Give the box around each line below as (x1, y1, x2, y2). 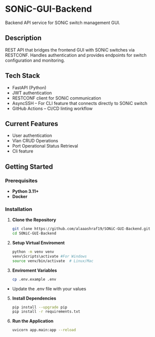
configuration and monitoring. (5, 57, 65, 63)
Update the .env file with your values (12, 285, 87, 291)
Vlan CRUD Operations (12, 138, 59, 144)
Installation (5, 206, 33, 212)
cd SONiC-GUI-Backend (12, 231, 56, 236)
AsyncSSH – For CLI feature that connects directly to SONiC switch (12, 100, 148, 106)
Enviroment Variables (12, 267, 57, 273)
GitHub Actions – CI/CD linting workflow (12, 105, 93, 111)
